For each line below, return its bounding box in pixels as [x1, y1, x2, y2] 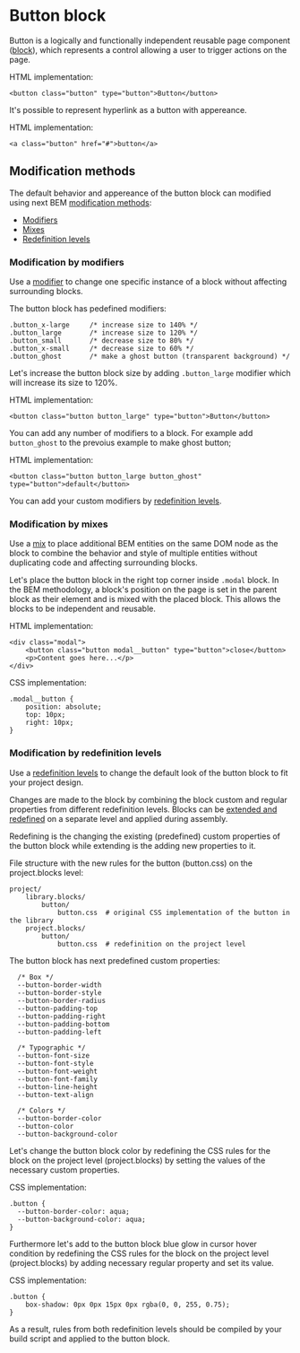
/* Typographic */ [17, 1043, 87, 1052]
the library [9, 916, 54, 925]
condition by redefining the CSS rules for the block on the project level [9, 1248, 270, 1259]
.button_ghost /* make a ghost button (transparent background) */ [9, 352, 291, 362]
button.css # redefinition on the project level [56, 939, 246, 948]
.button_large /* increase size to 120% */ [9, 328, 199, 337]
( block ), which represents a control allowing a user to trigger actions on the [9, 44, 287, 55]
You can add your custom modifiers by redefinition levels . [9, 495, 222, 507]
